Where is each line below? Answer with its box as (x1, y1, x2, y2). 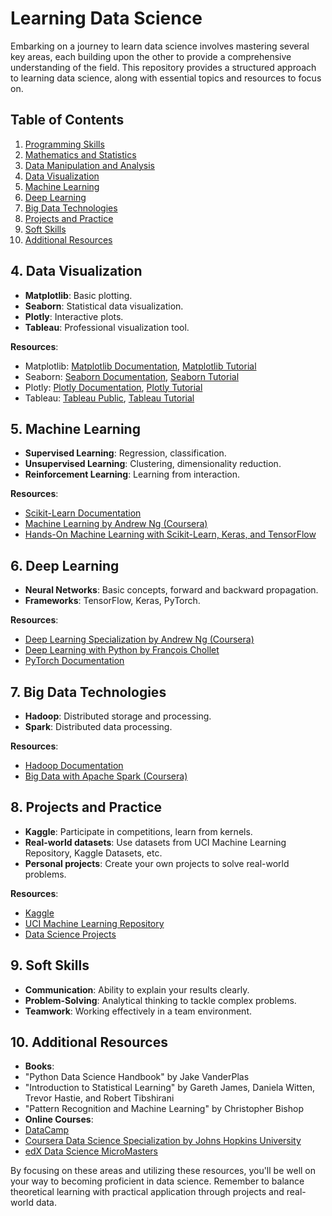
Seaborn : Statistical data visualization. (24, 300, 184, 312)
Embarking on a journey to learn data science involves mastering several (10, 40, 310, 52)
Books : (24, 1060, 55, 1072)
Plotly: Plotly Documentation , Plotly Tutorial (24, 381, 203, 393)
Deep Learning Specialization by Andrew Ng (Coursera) (24, 633, 255, 646)
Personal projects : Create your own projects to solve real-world (24, 857, 290, 869)
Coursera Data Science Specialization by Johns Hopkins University (24, 1135, 302, 1147)
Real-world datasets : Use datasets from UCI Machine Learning (24, 836, 287, 848)
